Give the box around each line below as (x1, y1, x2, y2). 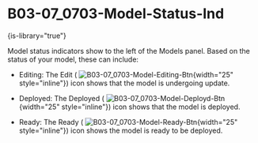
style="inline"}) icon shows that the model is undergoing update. (18, 78, 230, 88)
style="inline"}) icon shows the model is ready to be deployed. (18, 126, 223, 135)
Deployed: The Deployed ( (18, 93, 104, 103)
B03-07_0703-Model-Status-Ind (7, 5, 225, 23)
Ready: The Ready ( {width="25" (18, 117, 238, 126)
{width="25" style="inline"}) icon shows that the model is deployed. (18, 102, 241, 111)
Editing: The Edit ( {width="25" (18, 70, 234, 79)
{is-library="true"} (7, 31, 66, 40)
